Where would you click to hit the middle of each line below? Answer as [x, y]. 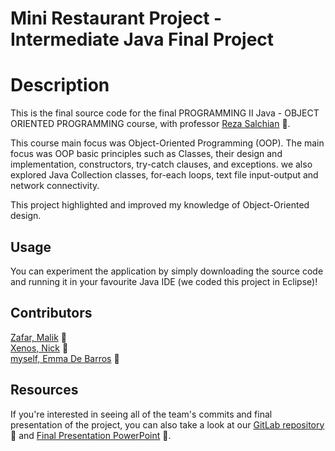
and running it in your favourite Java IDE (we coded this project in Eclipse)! [164, 281]
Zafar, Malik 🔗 [38, 337]
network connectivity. [55, 186]
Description [60, 85]
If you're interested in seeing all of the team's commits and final [141, 414]
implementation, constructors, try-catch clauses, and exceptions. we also [161, 164]
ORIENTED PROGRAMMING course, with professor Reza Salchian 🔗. [150, 124]
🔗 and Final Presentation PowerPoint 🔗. [91, 435]
